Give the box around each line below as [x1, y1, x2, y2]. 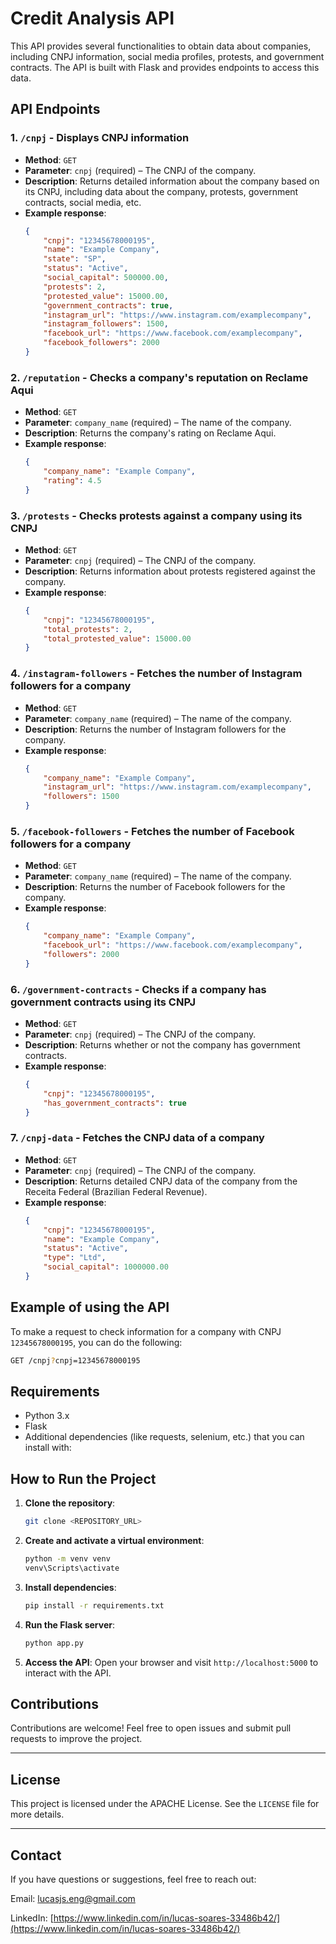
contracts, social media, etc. [24, 196, 142, 208]
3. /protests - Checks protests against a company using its [10, 508, 303, 522]
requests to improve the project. [10, 1733, 143, 1745]
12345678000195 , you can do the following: [10, 1336, 183, 1348]
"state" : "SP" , [43, 254, 107, 264]
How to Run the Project [10, 1470, 157, 1487]
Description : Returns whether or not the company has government [24, 1038, 301, 1051]
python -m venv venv [24, 1554, 111, 1564]
